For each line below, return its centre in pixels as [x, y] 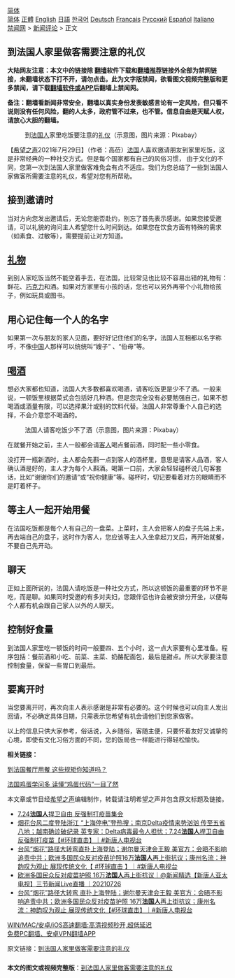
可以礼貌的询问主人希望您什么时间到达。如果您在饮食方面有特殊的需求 [120, 227]
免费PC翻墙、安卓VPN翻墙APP [51, 934]
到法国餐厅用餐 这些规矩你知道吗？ [57, 770]
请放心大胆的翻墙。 [35, 120]
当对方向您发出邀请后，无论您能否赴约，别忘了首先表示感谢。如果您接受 [111, 218]
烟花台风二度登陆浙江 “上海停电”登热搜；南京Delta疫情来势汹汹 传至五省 [121, 823]
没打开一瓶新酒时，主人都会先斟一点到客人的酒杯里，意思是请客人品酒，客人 [117, 460]
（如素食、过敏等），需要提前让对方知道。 [67, 236]
